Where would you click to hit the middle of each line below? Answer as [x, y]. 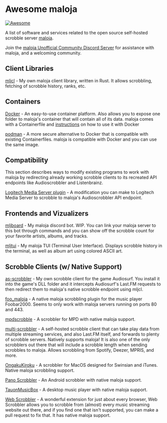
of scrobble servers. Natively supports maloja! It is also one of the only [78, 339]
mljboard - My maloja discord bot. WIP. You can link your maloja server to [81, 225]
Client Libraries [29, 69]
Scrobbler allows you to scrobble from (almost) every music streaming [78, 405]
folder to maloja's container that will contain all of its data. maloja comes [79, 119]
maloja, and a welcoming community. [43, 53]
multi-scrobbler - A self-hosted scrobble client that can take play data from [82, 329]
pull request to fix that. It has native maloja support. [58, 415]
